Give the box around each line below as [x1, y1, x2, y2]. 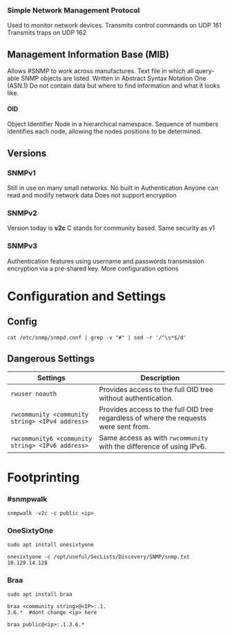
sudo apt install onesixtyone [7, 541, 95, 549]
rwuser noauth [10, 390, 57, 398]
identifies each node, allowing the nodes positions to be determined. [7, 127, 202, 136]
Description [140, 373, 180, 383]
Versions [7, 147, 47, 159]
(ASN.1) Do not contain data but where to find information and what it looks [7, 81, 220, 90]
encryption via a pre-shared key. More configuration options [7, 264, 179, 273]
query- [195, 67, 215, 75]
